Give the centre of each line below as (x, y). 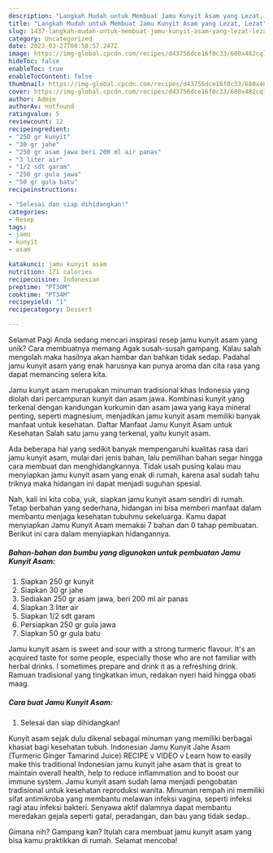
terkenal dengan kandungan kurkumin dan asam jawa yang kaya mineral (130, 407)
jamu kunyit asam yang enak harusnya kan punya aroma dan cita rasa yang (134, 366)
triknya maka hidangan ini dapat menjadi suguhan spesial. (105, 483)
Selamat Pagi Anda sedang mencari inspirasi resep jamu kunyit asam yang (133, 340)
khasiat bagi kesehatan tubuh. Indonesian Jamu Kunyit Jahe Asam (119, 747)
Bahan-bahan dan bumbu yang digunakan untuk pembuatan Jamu (125, 552)
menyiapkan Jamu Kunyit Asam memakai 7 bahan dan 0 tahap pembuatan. (133, 525)
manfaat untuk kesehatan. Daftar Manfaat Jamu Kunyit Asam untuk (121, 424)
